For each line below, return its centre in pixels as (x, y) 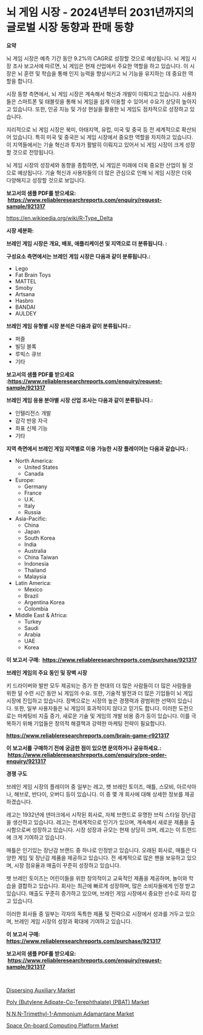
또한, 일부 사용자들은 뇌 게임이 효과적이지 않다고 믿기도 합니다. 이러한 (96, 708)
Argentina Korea (44, 602)
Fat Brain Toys (33, 275)
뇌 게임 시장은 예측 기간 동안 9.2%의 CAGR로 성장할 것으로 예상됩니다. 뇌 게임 (98, 58)
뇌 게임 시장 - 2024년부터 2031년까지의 (100, 12)
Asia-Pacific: (31, 518)
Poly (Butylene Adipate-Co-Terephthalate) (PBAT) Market (78, 1002)
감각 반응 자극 (31, 420)
